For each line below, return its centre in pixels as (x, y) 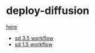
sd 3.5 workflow (34, 38)
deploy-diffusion (48, 11)
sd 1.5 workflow (33, 44)
